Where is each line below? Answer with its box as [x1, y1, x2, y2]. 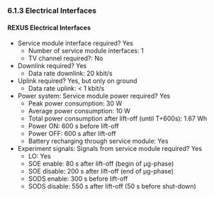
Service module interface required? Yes [17, 39, 133, 47]
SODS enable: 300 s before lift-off [28, 174, 128, 183]
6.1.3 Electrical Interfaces [7, 6, 97, 16]
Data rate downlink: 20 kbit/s [28, 69, 113, 78]
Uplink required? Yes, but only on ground [17, 77, 137, 85]
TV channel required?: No [28, 54, 103, 62]
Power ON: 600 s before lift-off [28, 122, 119, 130]
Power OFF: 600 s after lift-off [28, 130, 116, 138]
